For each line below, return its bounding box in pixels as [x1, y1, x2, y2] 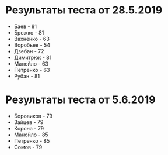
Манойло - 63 [13, 60, 49, 67]
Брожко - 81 [13, 29, 44, 36]
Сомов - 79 [13, 143, 43, 150]
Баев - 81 [13, 23, 37, 30]
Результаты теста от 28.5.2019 [5, 4, 163, 17]
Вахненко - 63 [13, 35, 50, 42]
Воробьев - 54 [13, 42, 51, 49]
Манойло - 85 [13, 131, 48, 138]
